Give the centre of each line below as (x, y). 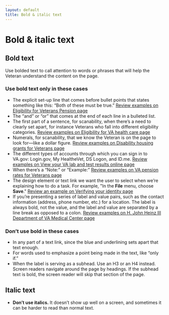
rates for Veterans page (37, 175)
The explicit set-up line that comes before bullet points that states (81, 100)
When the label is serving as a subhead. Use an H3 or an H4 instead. (84, 264)
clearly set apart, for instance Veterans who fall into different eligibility (86, 126)
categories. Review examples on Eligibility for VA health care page (81, 132)
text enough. (26, 248)
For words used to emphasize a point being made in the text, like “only (86, 253)
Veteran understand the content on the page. (52, 76)
